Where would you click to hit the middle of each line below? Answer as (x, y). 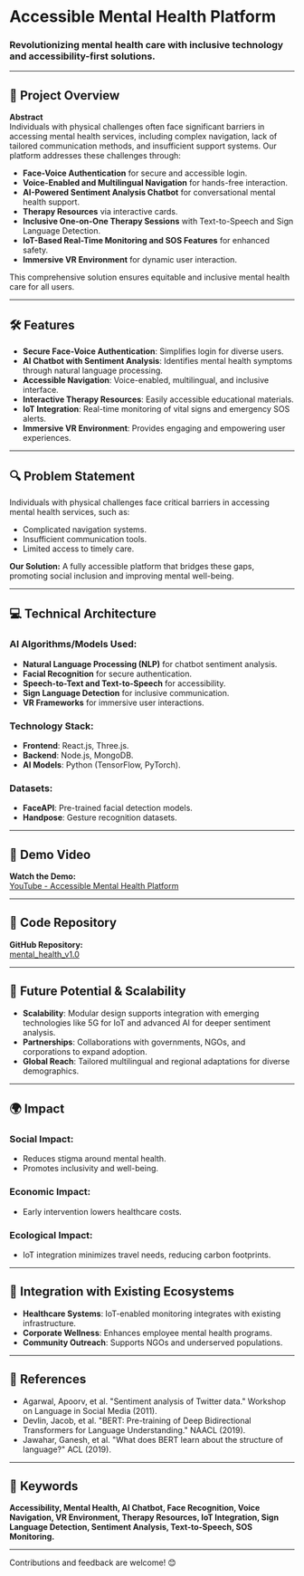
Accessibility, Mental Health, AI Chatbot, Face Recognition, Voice (135, 1508)
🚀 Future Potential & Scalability (98, 992)
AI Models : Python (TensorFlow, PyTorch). (101, 764)
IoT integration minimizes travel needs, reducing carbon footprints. (147, 1255)
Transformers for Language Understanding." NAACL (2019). (134, 1430)
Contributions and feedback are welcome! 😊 (93, 1562)
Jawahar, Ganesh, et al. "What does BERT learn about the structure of (152, 1439)
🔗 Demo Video (50, 854)
